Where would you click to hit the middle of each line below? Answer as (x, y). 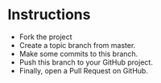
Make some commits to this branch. (78, 53)
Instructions (49, 15)
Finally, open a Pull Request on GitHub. (83, 70)
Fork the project (46, 37)
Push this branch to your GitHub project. (86, 62)
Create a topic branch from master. (77, 45)
